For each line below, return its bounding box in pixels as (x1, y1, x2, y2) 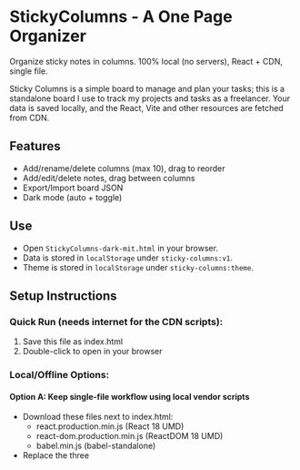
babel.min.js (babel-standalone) (35, 440, 156, 452)
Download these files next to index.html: (22, 412, 174, 423)
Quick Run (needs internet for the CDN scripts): (9, 315, 224, 328)
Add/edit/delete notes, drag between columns (22, 172, 195, 183)
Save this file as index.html (22, 336, 124, 347)
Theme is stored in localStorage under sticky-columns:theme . (22, 261, 255, 272)
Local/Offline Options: (9, 369, 110, 382)
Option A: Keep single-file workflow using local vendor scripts (9, 391, 250, 402)
